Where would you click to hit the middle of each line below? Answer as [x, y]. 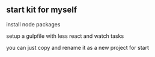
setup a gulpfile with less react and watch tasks [65, 36]
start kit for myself [41, 10]
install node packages [33, 24]
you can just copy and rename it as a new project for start [77, 47]
